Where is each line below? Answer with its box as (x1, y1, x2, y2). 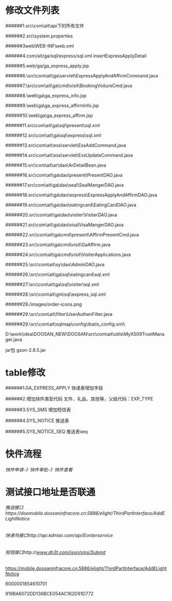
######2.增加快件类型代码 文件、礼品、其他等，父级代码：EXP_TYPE (5, 395, 154, 402)
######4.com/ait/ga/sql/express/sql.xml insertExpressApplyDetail (5, 52, 147, 59)
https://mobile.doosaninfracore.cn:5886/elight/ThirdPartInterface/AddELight (5, 565, 167, 572)
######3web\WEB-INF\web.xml (5, 43, 74, 49)
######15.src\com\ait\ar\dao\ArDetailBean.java (5, 162, 106, 168)
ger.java (5, 336, 22, 343)
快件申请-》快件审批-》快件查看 (5, 466, 73, 472)
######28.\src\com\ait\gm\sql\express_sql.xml (5, 291, 106, 297)
